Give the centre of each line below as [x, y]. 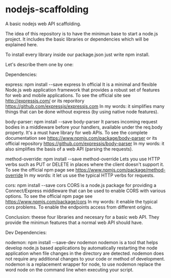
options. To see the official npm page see [49, 196]
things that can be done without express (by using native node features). [82, 112]
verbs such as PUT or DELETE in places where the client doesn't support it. [85, 164]
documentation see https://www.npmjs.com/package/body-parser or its [81, 138]
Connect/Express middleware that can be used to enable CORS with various [85, 191]
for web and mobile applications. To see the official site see [68, 95]
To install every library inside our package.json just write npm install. [78, 54]
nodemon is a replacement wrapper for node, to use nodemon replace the [83, 264]
